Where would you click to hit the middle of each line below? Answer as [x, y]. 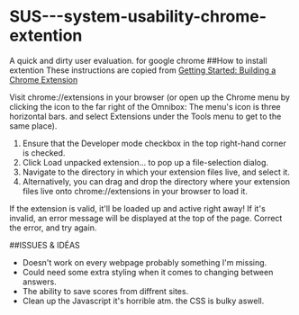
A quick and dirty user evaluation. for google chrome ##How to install [138, 60]
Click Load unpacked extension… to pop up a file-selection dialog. [145, 162]
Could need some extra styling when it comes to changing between [148, 272]
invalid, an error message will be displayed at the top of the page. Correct [146, 218]
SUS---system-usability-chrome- [138, 17]
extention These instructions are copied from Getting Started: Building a [143, 70]
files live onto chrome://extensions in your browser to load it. [135, 191]
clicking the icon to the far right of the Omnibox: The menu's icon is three [145, 106]
